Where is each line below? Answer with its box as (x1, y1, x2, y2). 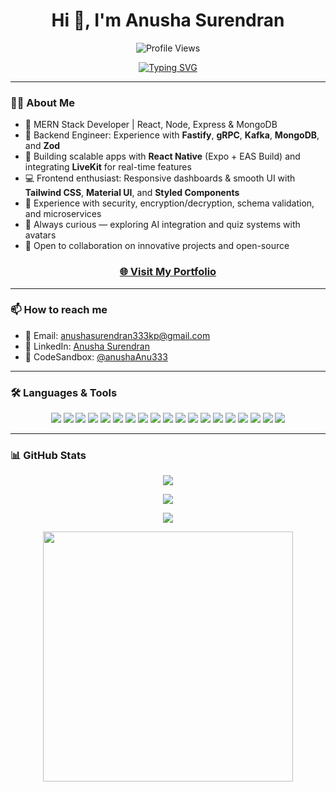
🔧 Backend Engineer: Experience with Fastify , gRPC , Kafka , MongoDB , (24, 129, 320, 141)
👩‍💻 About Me (10, 95, 75, 109)
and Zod (24, 140, 61, 152)
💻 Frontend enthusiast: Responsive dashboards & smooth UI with (24, 172, 296, 184)
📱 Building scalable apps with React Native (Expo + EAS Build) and (24, 150, 301, 163)
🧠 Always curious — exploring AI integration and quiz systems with (24, 219, 301, 231)
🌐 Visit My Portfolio (119, 265, 217, 279)
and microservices (24, 208, 102, 220)
